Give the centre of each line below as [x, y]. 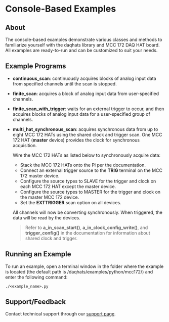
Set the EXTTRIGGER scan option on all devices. [71, 202]
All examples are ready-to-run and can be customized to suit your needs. [81, 50]
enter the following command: [36, 277]
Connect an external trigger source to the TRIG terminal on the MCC [91, 170]
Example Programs [36, 66]
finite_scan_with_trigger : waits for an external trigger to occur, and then [88, 109]
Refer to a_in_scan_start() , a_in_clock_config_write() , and [87, 227]
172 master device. [40, 175]
